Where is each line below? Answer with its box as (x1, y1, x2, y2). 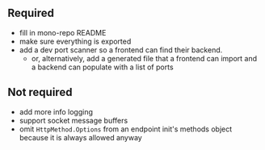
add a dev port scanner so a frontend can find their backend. (19, 44, 223, 55)
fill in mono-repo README (19, 27, 107, 37)
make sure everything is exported (19, 36, 132, 46)
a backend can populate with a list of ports (31, 62, 175, 72)
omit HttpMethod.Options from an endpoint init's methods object (19, 124, 233, 134)
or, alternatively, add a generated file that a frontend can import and (31, 53, 258, 63)
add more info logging (19, 106, 94, 116)
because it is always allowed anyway (19, 132, 142, 142)
